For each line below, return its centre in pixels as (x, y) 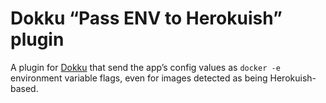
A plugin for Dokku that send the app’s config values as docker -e (145, 67)
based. (24, 88)
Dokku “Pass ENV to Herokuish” (146, 18)
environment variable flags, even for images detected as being (139, 78)
